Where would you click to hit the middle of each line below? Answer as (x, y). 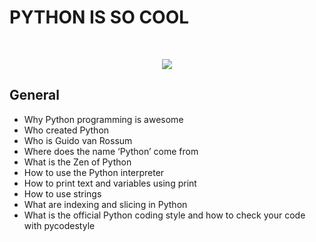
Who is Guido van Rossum (78, 140)
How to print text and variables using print (110, 183)
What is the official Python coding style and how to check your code (164, 215)
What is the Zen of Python (77, 162)
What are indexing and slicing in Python (105, 204)
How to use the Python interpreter (94, 172)
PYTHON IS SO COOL (99, 17)
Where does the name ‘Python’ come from (111, 151)
